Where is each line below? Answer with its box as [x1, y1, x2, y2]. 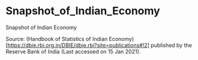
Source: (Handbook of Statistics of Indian [5, 35, 108, 42]
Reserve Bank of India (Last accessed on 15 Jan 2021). [5, 48, 141, 55]
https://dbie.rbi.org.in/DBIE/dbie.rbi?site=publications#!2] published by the [7, 42, 193, 49]
